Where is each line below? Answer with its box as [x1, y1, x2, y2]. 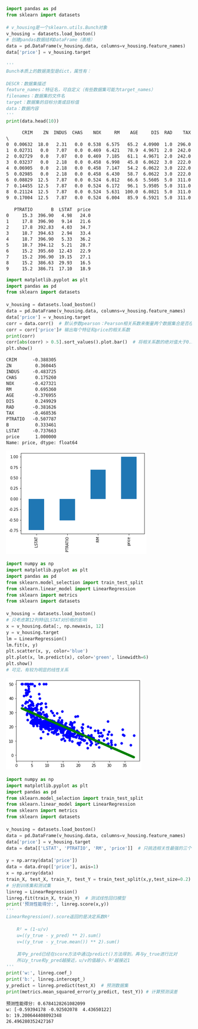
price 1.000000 [6, 434, 57, 440]
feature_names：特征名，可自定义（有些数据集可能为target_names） [6, 87, 156, 93]
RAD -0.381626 [6, 404, 57, 410]
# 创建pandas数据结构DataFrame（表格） [6, 37, 95, 43]
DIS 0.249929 [6, 398, 57, 404]
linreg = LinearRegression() [6, 889, 78, 895]
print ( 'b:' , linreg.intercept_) [6, 976, 85, 982]
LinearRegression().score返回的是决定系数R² [6, 914, 110, 920]
